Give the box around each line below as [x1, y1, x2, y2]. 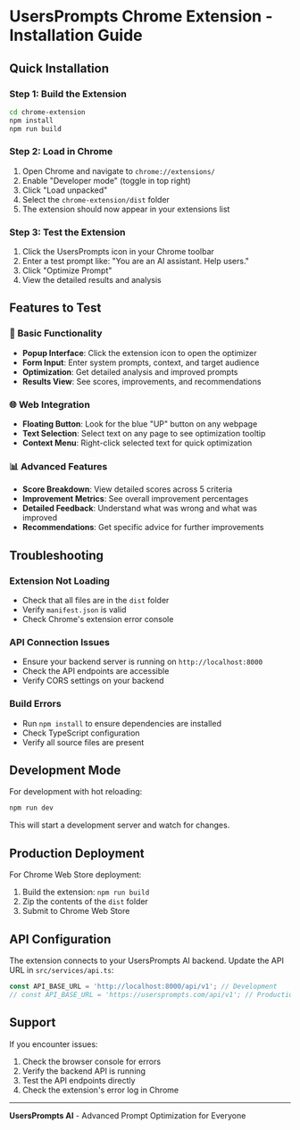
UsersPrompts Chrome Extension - [9, 6, 273, 27]
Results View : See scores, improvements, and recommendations [21, 376, 262, 386]
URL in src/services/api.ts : [9, 964, 114, 975]
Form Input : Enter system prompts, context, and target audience [21, 357, 260, 368]
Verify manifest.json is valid [21, 604, 127, 615]
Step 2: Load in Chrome [9, 145, 113, 158]
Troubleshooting [9, 547, 104, 563]
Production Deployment [9, 845, 145, 860]
